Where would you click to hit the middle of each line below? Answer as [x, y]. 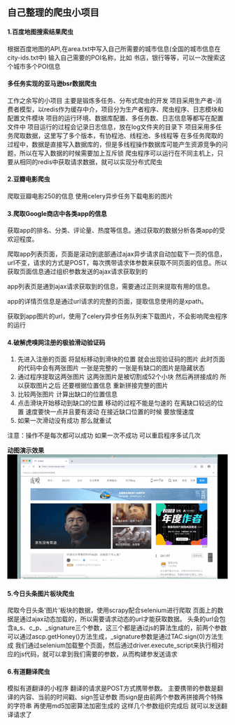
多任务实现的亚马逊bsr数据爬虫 [52, 83]
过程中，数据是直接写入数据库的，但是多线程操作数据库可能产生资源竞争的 [114, 144]
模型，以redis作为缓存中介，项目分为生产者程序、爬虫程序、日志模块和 [121, 109]
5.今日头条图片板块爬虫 [41, 593]
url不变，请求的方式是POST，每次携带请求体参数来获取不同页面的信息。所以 [117, 263]
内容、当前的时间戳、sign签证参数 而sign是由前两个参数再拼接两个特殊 [121, 697]
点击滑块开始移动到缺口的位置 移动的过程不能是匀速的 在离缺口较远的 [117, 403]
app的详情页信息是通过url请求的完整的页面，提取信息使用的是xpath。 [107, 301]
